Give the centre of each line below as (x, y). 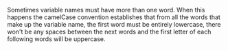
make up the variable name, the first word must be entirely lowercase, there (114, 24)
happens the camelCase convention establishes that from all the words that (114, 17)
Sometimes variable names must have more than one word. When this (106, 10)
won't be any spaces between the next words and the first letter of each (109, 32)
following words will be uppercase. (56, 39)
